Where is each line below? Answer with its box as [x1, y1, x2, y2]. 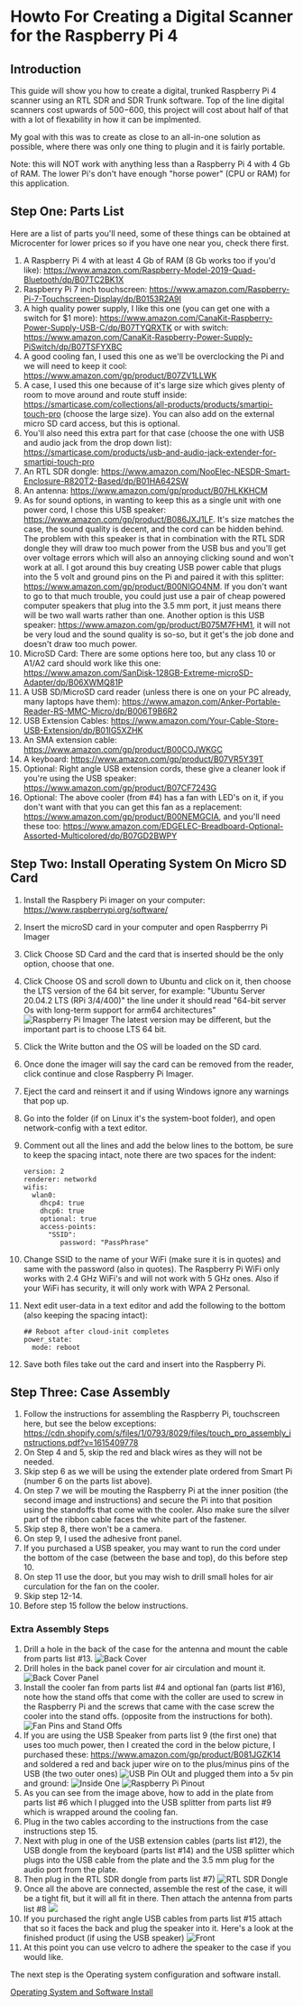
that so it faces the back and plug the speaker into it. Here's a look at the [23, 1922, 294, 1933]
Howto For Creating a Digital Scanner [10, 6, 294, 27]
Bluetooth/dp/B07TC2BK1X [23, 273, 124, 285]
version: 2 [23, 1167, 65, 1176]
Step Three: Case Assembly [10, 1385, 170, 1401]
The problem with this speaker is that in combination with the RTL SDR [23, 532, 286, 543]
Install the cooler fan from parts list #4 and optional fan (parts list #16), [23, 1681, 286, 1693]
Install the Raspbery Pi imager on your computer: [23, 894, 206, 905]
